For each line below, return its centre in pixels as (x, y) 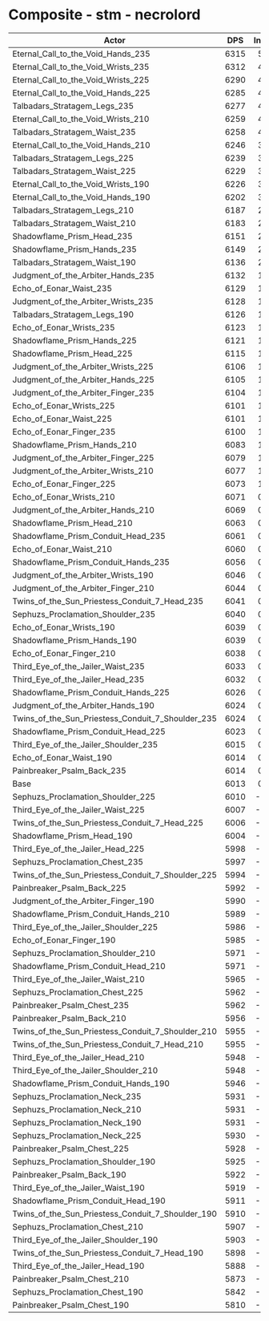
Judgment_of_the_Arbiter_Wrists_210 (83, 471)
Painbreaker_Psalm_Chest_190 (71, 1305)
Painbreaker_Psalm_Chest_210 (71, 1278)
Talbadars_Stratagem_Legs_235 (73, 106)
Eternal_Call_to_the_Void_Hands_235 (81, 54)
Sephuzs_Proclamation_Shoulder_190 (84, 1161)
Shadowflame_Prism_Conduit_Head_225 (89, 731)
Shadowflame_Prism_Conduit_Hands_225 (91, 692)
